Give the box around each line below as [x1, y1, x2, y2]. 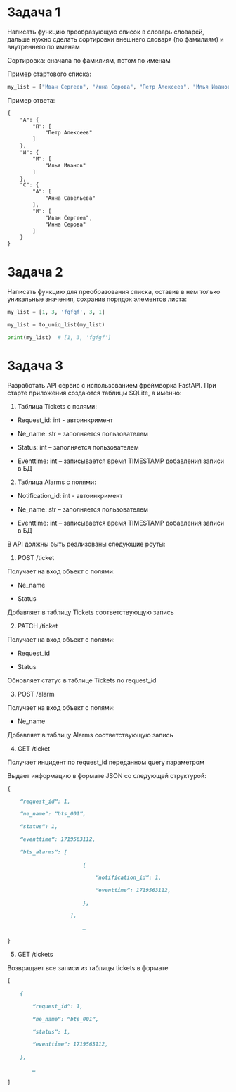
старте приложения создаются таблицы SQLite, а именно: [7, 388, 182, 397]
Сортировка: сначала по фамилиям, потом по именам [7, 56, 171, 64]
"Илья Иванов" [44, 162, 86, 169]
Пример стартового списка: [7, 70, 91, 78]
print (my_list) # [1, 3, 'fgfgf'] [7, 334, 112, 341]
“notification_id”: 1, [95, 874, 162, 881]
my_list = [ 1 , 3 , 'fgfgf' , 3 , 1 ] [7, 309, 105, 316]
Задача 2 [7, 265, 63, 280]
